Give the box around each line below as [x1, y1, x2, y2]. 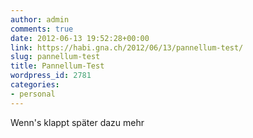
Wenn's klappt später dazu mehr [10, 116, 145, 128]
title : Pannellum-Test [10, 61, 105, 71]
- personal [10, 89, 56, 99]
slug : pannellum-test [10, 52, 101, 62]
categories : [10, 80, 60, 90]
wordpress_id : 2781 [10, 71, 92, 81]
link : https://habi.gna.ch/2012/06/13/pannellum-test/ [10, 42, 244, 53]
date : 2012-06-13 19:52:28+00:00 [10, 33, 150, 43]
